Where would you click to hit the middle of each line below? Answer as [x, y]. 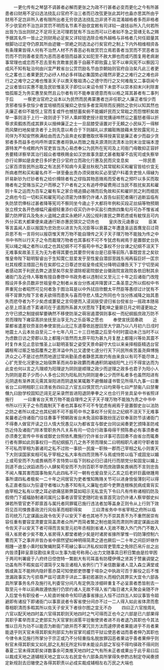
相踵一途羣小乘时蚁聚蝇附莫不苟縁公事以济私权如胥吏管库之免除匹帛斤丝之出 [82, 546]
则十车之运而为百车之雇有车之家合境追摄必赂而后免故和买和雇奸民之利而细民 [82, 191]
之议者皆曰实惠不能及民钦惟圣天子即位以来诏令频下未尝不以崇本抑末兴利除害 [82, 87]
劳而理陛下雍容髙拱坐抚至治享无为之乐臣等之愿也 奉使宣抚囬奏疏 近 [81, 320]
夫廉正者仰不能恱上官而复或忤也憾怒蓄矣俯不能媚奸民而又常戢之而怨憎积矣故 [82, 111]
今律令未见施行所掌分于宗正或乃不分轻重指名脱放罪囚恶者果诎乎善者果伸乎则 [82, 638]
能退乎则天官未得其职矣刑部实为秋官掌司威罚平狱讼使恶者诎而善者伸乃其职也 [82, 632]
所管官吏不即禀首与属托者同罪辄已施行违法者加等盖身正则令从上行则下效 [86, 503]
